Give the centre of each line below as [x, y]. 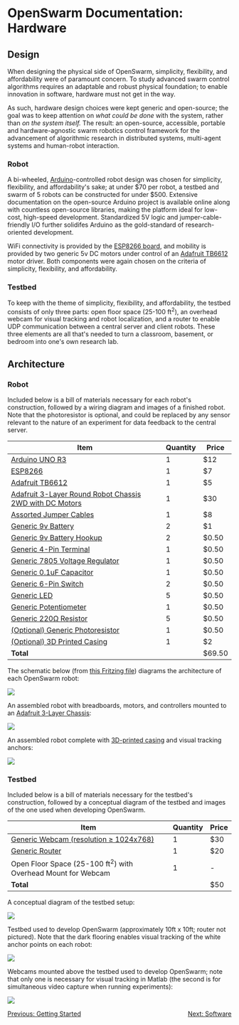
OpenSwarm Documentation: [95, 13]
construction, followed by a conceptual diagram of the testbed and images [117, 803]
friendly [19, 225]
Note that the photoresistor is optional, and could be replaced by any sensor [119, 414]
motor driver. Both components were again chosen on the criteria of [107, 262]
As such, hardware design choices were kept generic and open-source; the [118, 108]
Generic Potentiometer [49, 607]
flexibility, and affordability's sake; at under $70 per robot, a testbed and [113, 187]
